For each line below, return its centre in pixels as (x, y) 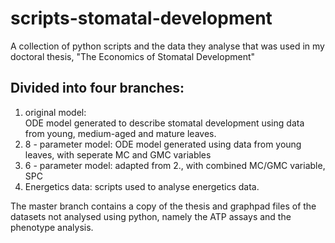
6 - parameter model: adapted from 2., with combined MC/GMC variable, (175, 165)
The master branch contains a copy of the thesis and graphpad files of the (163, 206)
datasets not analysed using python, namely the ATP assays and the (151, 216)
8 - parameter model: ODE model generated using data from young (163, 144)
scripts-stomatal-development (141, 18)
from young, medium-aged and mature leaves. (120, 133)
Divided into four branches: (97, 88)
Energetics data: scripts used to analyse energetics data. (142, 186)
